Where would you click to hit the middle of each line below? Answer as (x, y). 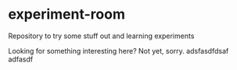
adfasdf (21, 59)
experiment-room (66, 14)
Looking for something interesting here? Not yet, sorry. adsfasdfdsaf (118, 51)
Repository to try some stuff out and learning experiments (101, 36)
